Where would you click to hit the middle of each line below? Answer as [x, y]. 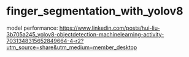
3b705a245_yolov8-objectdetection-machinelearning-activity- [85, 34]
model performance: [32, 28]
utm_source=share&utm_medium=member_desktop [72, 47]
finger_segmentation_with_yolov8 [95, 11]
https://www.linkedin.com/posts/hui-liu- [110, 28]
